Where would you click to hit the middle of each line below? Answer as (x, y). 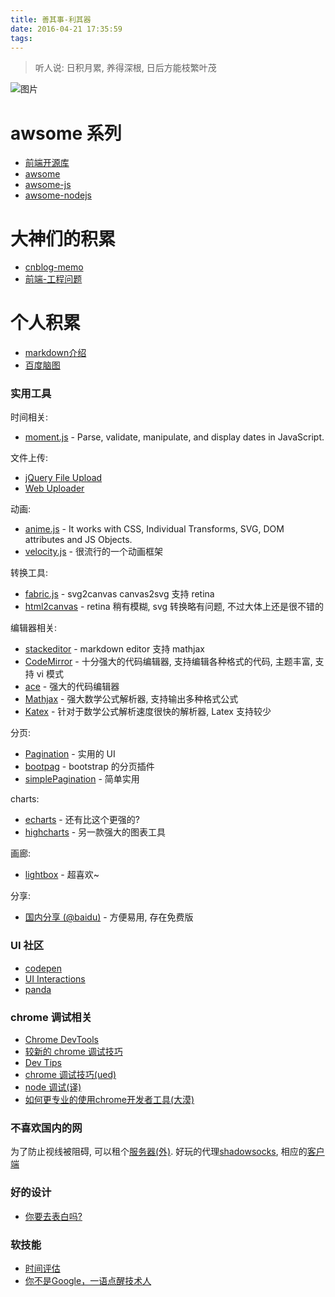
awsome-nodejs (58, 195)
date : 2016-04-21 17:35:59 (66, 29)
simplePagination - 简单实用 (82, 779)
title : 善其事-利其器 (51, 19)
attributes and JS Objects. (78, 540)
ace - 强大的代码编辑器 (72, 687)
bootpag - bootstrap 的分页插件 (89, 767)
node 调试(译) (53, 1087)
